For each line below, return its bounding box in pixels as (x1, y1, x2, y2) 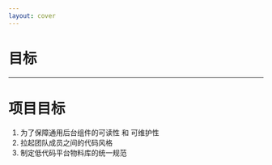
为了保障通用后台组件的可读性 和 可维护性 (19, 127, 159, 137)
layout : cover (8, 11, 57, 20)
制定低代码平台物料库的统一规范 (19, 147, 127, 158)
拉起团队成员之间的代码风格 (19, 137, 113, 147)
